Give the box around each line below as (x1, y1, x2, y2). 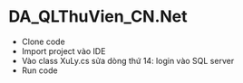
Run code (21, 65, 58, 76)
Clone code (21, 36, 65, 47)
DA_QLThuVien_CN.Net (8, 6, 188, 27)
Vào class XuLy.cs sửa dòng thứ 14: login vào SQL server (21, 55, 235, 66)
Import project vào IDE (21, 45, 106, 56)
